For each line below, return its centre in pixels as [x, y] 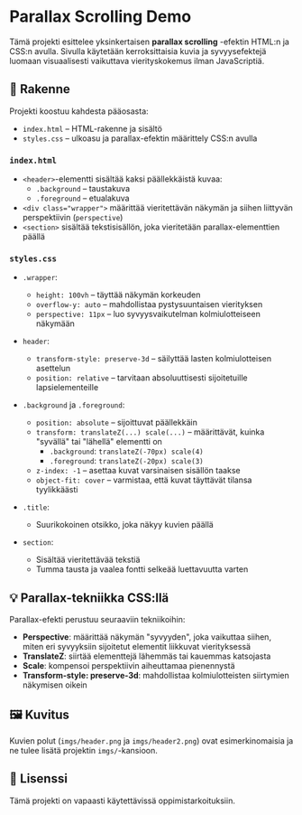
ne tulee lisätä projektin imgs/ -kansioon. [83, 750]
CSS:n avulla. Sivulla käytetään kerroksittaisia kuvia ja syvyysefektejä [138, 51]
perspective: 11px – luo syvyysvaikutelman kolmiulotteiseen [148, 314]
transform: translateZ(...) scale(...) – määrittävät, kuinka [150, 432]
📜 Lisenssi [38, 779]
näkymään [55, 323]
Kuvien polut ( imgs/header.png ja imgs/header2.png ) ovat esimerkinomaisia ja [151, 740]
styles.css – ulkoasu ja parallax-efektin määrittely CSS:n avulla [140, 138]
